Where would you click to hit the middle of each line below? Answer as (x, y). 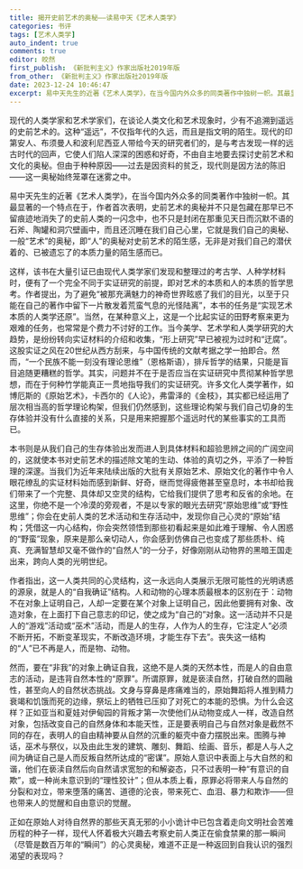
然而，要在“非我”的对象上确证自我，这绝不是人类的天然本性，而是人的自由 (147, 667)
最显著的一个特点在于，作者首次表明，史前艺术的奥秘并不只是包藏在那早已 (147, 207)
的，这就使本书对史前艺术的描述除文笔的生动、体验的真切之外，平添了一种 (147, 459)
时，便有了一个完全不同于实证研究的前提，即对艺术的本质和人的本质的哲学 (147, 282)
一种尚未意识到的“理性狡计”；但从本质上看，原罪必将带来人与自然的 (162, 780)
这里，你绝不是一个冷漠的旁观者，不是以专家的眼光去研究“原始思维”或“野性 (149, 504)
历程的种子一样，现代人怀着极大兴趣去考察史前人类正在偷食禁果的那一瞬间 (147, 833)
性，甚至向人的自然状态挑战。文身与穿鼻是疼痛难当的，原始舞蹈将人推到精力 (151, 689)
